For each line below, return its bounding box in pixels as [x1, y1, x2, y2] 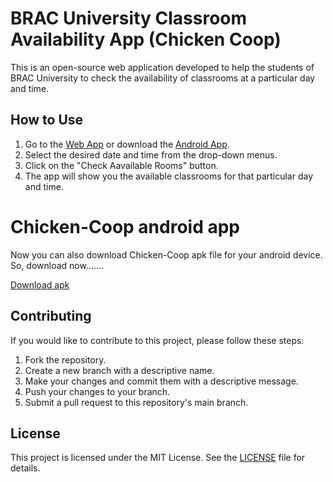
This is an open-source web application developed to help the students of [10, 61, 315, 73]
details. [10, 462, 41, 474]
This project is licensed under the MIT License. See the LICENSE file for [10, 452, 306, 464]
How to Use [10, 112, 84, 129]
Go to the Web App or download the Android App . [24, 138, 230, 150]
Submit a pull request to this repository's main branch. [24, 396, 249, 408]
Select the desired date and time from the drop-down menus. [24, 148, 278, 161]
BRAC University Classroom [10, 7, 248, 30]
